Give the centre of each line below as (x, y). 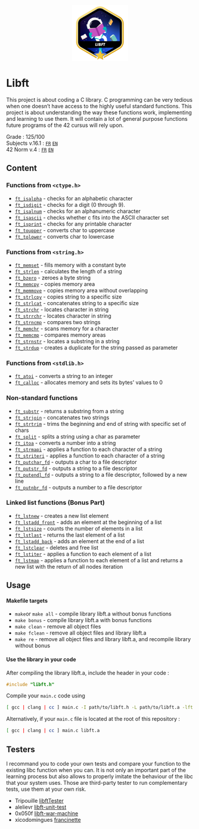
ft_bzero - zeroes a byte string (53, 278)
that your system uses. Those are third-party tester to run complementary (97, 783)
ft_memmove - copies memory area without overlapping (81, 290)
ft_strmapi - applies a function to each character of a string (88, 449)
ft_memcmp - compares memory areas (60, 335)
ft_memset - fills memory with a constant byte (70, 265)
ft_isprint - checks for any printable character (73, 224)
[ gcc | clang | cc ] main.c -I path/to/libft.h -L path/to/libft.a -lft (100, 708)
